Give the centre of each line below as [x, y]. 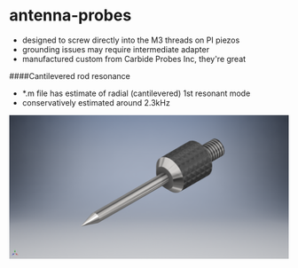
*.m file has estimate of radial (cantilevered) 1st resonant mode [136, 93]
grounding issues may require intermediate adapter [116, 49]
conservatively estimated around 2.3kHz [96, 102]
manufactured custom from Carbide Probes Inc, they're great [134, 59]
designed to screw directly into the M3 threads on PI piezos [131, 40]
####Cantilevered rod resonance [70, 75]
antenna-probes [71, 16]
